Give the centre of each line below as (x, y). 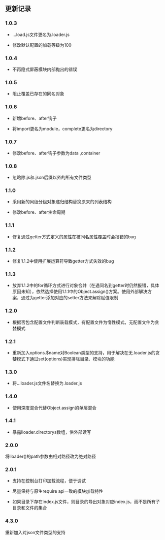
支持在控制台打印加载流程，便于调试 (49, 481)
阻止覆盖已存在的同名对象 (38, 94)
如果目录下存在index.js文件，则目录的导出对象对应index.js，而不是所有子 (86, 502)
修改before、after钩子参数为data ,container (56, 153)
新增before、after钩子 (34, 118)
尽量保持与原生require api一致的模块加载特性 (58, 491)
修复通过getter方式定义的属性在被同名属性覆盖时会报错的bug (74, 237)
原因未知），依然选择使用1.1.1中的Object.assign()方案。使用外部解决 (80, 291)
